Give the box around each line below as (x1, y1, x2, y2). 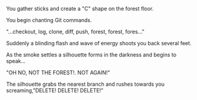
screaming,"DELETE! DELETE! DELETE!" (6, 87, 104, 94)
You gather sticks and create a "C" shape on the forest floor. (6, 5, 154, 12)
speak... (6, 58, 26, 64)
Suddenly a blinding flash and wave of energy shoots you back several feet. (6, 40, 192, 46)
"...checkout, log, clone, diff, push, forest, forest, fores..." (6, 28, 145, 35)
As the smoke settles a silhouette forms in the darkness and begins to (6, 51, 177, 58)
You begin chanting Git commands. (6, 17, 92, 23)
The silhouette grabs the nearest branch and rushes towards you (6, 80, 165, 87)
